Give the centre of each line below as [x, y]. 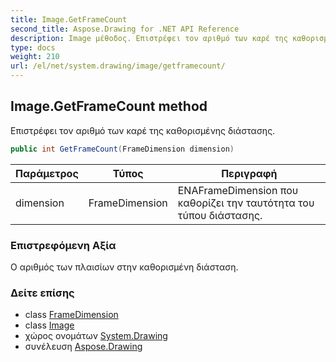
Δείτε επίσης [42, 293]
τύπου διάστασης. [220, 215]
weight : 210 [35, 57]
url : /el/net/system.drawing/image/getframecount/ [118, 66]
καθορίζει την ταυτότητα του [246, 203]
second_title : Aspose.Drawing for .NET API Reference [125, 29]
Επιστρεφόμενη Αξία [63, 245]
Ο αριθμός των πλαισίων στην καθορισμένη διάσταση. [124, 267]
